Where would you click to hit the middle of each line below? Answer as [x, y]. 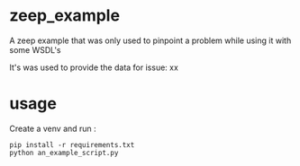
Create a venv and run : [53, 128]
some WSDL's [35, 49]
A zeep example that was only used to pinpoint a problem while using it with [150, 40]
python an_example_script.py [64, 153]
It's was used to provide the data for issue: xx [94, 67]
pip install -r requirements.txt [72, 144]
